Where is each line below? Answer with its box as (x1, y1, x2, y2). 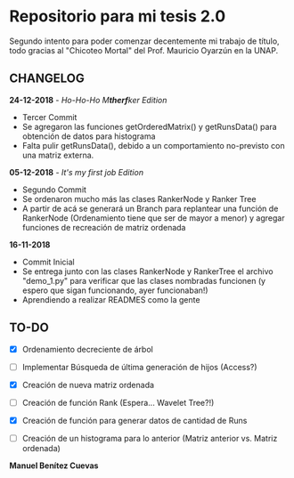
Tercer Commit (21, 111, 78, 122)
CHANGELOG (9, 71, 85, 86)
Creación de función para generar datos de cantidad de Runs (21, 415, 248, 425)
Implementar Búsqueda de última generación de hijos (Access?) (21, 361, 257, 372)
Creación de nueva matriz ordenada (21, 379, 154, 390)
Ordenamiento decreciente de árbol (21, 344, 153, 354)
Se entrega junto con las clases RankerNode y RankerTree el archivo (21, 265, 274, 277)
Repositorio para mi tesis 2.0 (9, 6, 226, 27)
